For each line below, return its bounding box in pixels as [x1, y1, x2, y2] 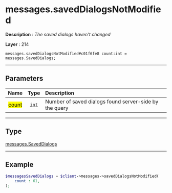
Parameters [5, 74, 44, 83]
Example [5, 160, 34, 169]
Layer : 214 [5, 41, 29, 47]
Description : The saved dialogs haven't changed [5, 31, 111, 37]
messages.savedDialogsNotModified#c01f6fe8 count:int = [5, 51, 127, 56]
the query [45, 104, 69, 111]
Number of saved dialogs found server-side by [45, 98, 159, 105]
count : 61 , [14, 179, 40, 184]
